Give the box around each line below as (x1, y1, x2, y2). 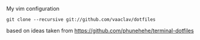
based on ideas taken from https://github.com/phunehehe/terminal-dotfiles (6, 27, 194, 34)
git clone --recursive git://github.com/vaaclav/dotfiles (6, 17, 156, 23)
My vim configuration (6, 5, 59, 12)
